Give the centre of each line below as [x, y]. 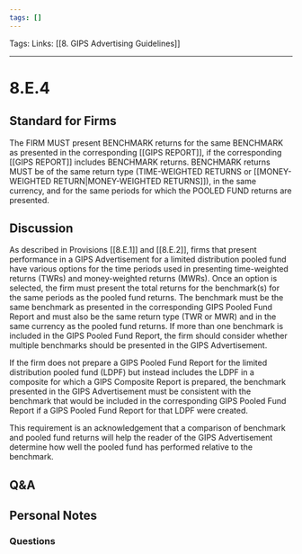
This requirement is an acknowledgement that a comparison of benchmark [147, 428]
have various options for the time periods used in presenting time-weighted [149, 269]
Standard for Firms [63, 121]
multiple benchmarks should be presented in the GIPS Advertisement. [138, 345]
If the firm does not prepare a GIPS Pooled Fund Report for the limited [138, 363]
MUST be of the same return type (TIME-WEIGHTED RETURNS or [130, 171]
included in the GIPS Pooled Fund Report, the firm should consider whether [148, 336]
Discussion [41, 229]
